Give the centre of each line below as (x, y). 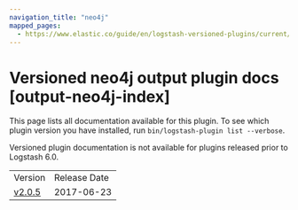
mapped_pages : (35, 26)
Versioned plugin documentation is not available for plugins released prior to (149, 148)
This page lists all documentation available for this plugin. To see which (139, 121)
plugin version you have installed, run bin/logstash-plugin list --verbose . (147, 130)
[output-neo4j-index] (90, 96)
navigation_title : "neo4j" (59, 17)
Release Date (81, 178)
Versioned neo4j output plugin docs (144, 78)
